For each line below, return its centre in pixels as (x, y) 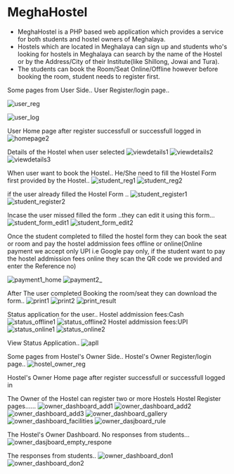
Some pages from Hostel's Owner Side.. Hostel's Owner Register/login (110, 356)
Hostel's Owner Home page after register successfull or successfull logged (116, 377)
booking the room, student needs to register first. (89, 76)
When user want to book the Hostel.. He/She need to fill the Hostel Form (112, 173)
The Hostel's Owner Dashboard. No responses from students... (98, 434)
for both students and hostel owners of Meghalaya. (92, 39)
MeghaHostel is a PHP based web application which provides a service (120, 32)
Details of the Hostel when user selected (66, 152)
